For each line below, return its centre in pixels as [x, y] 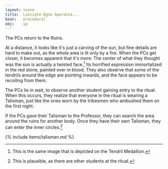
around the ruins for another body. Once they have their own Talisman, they [83, 121]
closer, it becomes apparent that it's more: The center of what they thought [82, 58]
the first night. [19, 106]
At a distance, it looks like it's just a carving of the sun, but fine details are [81, 47]
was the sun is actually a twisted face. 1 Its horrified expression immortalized [83, 64]
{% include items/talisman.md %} [39, 137]
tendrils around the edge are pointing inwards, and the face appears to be [81, 75]
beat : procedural [25, 19]
